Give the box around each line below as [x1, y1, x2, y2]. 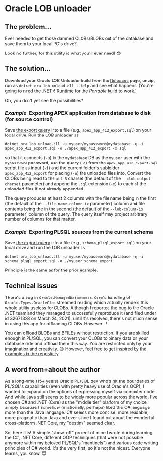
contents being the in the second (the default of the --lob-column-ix [5, 206, 144, 212]
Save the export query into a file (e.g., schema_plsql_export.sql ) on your [5, 240, 151, 245]
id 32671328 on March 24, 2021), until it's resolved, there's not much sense [5, 315, 158, 322]
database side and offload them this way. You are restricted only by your [5, 341, 152, 347]
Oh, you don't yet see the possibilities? [5, 97, 83, 103]
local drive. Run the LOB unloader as [5, 132, 79, 138]
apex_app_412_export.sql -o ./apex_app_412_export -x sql [5, 146, 126, 151]
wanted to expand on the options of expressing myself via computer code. [5, 389, 156, 395]
